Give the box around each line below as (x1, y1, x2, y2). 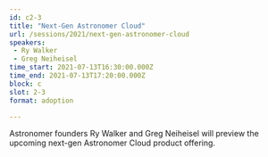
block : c (9, 79, 42, 88)
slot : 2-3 (9, 87, 46, 96)
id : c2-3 (9, 12, 42, 22)
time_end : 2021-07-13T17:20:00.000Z (9, 71, 146, 80)
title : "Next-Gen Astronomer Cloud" (9, 21, 146, 30)
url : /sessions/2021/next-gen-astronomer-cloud (9, 29, 190, 38)
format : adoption (9, 95, 74, 105)
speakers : (9, 37, 46, 47)
